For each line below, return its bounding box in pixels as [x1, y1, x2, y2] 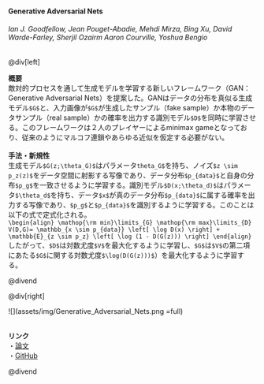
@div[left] [8, 57, 41, 66]
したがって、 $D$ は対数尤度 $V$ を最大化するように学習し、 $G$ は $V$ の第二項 [8, 240, 251, 250]
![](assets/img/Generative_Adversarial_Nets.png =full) [8, 306, 184, 315]
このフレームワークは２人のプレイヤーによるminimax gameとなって [21, 122, 241, 132]
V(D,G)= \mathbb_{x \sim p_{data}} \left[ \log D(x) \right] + [8, 226, 221, 233]
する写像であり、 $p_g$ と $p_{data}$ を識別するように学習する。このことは [14, 199, 255, 209]
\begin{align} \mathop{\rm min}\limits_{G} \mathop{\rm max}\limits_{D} [8, 218, 252, 226]
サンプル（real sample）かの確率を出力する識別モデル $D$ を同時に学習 [14, 113, 243, 122]
